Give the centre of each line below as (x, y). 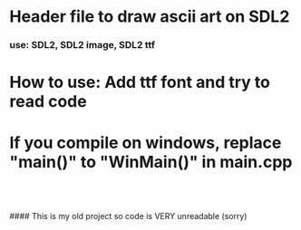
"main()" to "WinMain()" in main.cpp (151, 163)
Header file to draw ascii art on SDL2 (150, 17)
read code (49, 102)
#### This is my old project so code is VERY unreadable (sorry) (128, 216)
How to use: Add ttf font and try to (140, 82)
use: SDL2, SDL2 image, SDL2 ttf (83, 45)
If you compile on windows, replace (146, 143)
